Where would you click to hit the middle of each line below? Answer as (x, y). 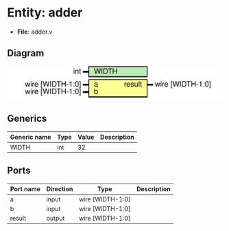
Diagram (26, 53)
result (18, 219)
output (56, 219)
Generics (27, 119)
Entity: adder (45, 13)
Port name (25, 189)
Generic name (31, 137)
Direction (60, 189)
